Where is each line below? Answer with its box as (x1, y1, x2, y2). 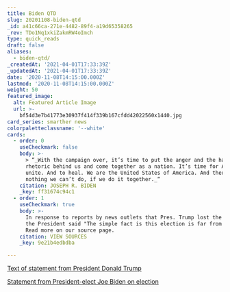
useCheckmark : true (19, 202, 75, 208)
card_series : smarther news (7, 118, 88, 125)
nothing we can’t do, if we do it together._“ (25, 175, 161, 182)
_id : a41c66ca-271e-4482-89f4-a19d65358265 (7, 23, 133, 29)
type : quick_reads (7, 36, 60, 42)
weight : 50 (7, 86, 38, 93)
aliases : (7, 49, 32, 56)
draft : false (7, 42, 44, 49)
